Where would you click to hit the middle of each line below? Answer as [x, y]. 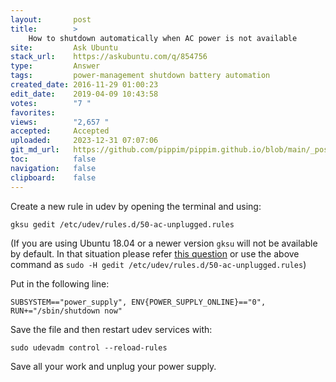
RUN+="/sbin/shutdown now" [66, 311]
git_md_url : [35, 150]
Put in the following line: [60, 283]
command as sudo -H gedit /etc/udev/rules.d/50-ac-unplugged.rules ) [158, 264]
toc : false [53, 159]
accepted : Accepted [60, 131]
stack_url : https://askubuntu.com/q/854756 [109, 57]
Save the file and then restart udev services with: [111, 329]
